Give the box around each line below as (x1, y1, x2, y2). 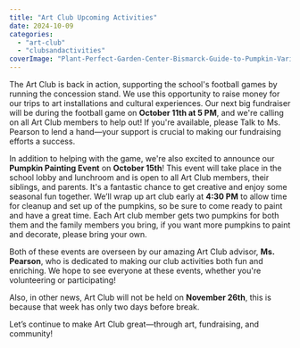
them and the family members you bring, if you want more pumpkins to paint (9, 220, 291, 230)
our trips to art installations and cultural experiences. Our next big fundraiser (9, 98, 291, 108)
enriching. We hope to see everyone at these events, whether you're (9, 265, 262, 276)
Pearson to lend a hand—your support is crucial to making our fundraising (9, 127, 281, 137)
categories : (9, 29, 54, 38)
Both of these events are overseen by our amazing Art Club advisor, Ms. (9, 246, 275, 257)
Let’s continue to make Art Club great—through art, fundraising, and (9, 319, 260, 329)
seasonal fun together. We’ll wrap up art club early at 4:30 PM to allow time (9, 191, 287, 202)
